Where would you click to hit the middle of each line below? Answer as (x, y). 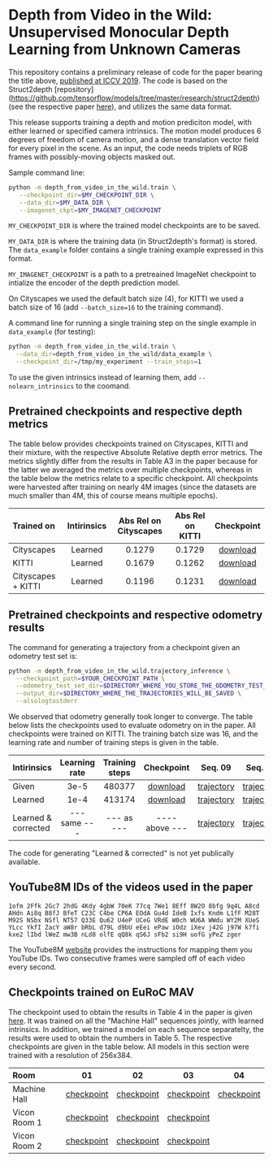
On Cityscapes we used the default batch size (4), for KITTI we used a (126, 299)
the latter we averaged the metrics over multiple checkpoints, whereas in (130, 470)
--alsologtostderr (47, 701)
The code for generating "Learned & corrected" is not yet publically (121, 853)
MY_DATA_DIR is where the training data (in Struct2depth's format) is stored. (133, 241)
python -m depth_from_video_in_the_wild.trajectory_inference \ (119, 671)
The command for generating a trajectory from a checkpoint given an (124, 647)
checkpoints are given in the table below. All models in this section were (129, 1047)
